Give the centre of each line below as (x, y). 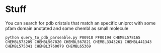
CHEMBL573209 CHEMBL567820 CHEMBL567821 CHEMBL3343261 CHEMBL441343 (78, 42)
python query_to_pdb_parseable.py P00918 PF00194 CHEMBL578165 (73, 37)
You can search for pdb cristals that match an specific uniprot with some (80, 23)
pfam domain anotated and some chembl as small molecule (67, 28)
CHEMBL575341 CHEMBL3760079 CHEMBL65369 (48, 46)
